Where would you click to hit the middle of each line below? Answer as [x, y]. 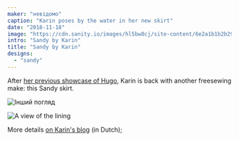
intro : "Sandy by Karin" [44, 41]
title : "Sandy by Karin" [44, 47]
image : [17, 34]
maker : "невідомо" [34, 14]
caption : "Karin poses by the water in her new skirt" [90, 21]
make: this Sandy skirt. [41, 88]
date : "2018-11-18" [36, 27]
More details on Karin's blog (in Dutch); [65, 130]
